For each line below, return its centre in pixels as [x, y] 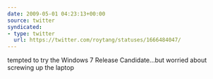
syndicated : [25, 27]
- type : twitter [31, 34]
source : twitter [31, 20]
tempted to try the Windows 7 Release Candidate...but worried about [107, 60]
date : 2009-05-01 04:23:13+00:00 [56, 14]
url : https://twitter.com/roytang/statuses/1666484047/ [97, 40]
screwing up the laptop [41, 68]
